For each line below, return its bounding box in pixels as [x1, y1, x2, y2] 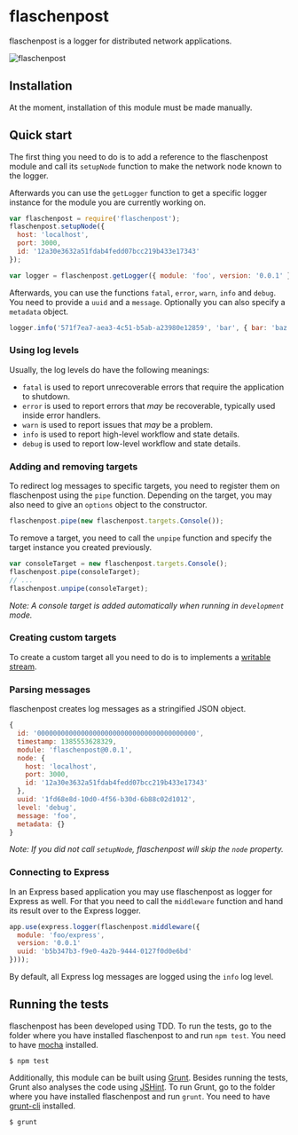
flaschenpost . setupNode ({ [9, 222, 105, 232]
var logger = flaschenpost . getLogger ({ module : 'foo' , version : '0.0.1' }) [9, 271, 295, 280]
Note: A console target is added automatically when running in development [9, 600, 285, 611]
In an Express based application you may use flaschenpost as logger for [9, 886, 273, 897]
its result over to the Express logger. [9, 905, 142, 916]
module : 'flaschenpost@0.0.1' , [17, 745, 133, 754]
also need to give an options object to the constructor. [9, 500, 208, 510]
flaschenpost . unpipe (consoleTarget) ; [9, 584, 149, 593]
